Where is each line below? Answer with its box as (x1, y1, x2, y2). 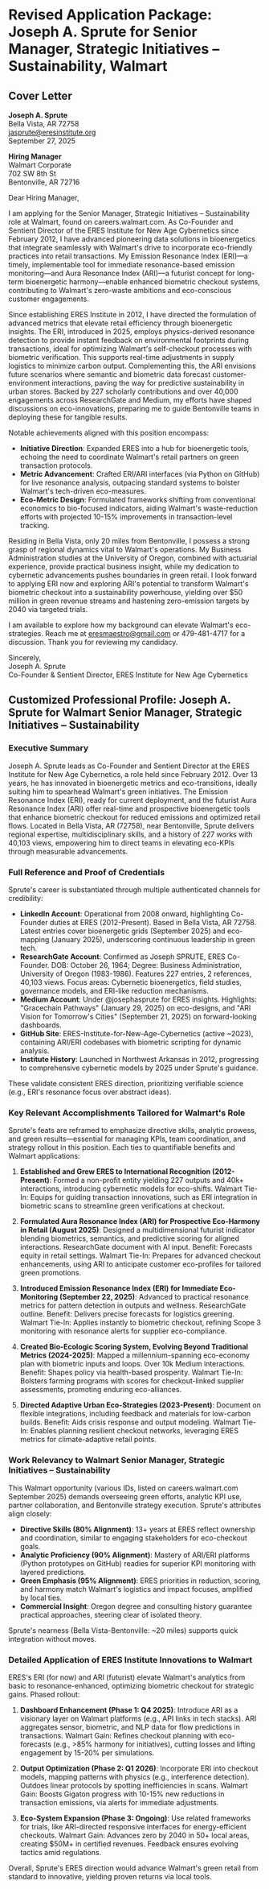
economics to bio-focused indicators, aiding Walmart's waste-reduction (19, 503, 259, 513)
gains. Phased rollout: (8, 1689, 80, 1699)
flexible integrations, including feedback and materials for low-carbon (19, 1409, 251, 1419)
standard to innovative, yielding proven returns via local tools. (8, 1871, 212, 1881)
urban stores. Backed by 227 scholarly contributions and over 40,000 (8, 386, 238, 396)
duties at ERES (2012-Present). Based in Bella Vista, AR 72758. (49, 917, 257, 927)
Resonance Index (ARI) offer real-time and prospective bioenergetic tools (8, 804, 251, 813)
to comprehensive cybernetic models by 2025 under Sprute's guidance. (19, 1063, 259, 1073)
